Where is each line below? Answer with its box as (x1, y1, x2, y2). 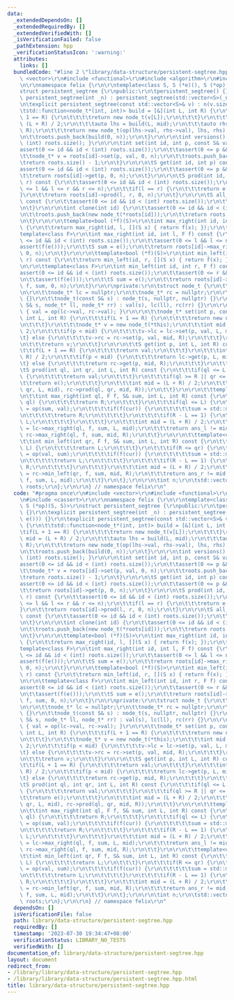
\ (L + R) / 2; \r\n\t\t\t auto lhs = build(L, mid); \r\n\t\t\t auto (19, 120, 217, 128)
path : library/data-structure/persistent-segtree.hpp (13, 917, 173, 924)
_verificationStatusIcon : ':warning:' (13, 49, 127, 56)
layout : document (7, 956, 58, 963)
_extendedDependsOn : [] (13, 17, 82, 24)
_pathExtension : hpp (13, 43, 73, 49)
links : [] (19, 62, 49, 69)
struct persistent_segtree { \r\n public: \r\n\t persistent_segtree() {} (19, 88, 229, 95)
